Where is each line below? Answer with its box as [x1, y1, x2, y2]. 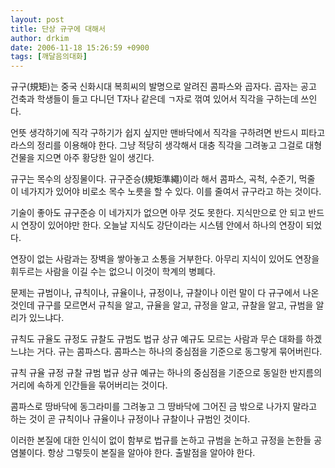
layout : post [10, 14, 65, 25]
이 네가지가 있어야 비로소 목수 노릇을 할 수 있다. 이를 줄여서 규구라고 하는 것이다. [10, 186, 322, 198]
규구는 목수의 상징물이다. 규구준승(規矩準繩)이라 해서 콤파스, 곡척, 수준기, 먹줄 [10, 173, 316, 185]
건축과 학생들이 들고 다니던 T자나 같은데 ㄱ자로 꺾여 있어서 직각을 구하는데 [10, 93, 299, 105]
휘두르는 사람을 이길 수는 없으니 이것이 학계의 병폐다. [10, 266, 216, 278]
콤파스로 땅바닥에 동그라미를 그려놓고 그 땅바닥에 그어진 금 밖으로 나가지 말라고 [10, 401, 318, 413]
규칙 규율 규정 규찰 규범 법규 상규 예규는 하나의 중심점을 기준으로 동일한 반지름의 [10, 367, 323, 379]
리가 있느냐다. [10, 312, 65, 324]
